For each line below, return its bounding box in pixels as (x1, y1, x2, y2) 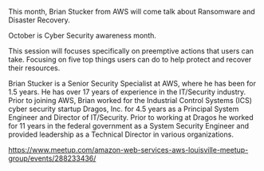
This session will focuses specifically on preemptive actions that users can (8, 46, 254, 55)
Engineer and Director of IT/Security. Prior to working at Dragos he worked (8, 113, 254, 122)
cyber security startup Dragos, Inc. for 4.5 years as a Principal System (8, 104, 239, 113)
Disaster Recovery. (8, 15, 70, 25)
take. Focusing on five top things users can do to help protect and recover (8, 55, 252, 64)
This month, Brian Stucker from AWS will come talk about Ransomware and (8, 7, 255, 16)
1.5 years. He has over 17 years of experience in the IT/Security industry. (8, 87, 246, 97)
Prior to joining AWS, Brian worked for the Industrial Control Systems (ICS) (8, 96, 253, 105)
